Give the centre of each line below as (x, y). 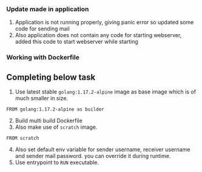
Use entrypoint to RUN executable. (57, 162)
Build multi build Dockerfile (49, 121)
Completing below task (51, 77)
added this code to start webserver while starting (76, 42)
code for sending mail (42, 29)
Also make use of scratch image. (56, 127)
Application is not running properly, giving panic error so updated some (104, 22)
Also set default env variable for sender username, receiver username (103, 150)
